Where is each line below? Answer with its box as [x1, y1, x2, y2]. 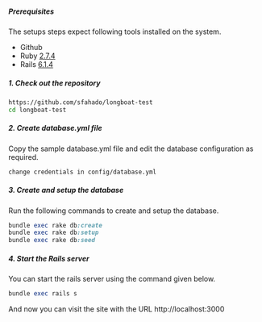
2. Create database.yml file [8, 123, 102, 133]
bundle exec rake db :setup [8, 228, 99, 237]
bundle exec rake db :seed [8, 236, 95, 245]
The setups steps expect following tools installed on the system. [8, 27, 222, 36]
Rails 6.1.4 [19, 59, 54, 69]
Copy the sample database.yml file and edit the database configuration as [8, 144, 254, 153]
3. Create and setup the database [8, 186, 124, 195]
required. [8, 152, 39, 161]
